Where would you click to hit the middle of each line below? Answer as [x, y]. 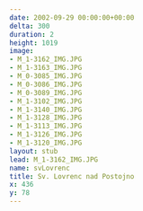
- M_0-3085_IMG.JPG [46, 76]
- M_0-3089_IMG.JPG [46, 92]
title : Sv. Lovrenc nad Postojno [72, 176]
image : [22, 51]
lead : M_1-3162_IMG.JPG [54, 159]
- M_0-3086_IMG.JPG [46, 84]
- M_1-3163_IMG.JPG [46, 68]
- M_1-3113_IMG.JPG [46, 127]
